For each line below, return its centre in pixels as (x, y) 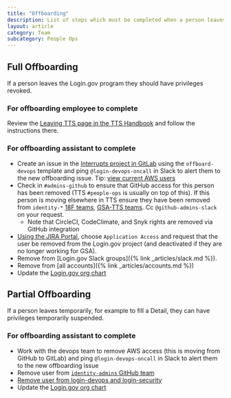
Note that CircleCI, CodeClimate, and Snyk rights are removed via (120, 222)
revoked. (20, 91)
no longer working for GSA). (57, 250)
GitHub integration (53, 229)
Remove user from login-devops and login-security (89, 380)
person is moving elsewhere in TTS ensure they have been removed (113, 200)
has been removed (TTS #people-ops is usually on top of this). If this (113, 192)
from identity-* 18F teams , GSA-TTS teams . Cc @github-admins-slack (117, 207)
